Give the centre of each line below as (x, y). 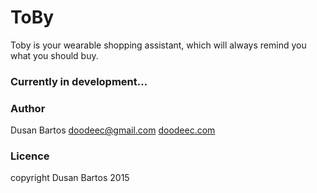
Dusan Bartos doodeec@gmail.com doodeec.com (113, 130)
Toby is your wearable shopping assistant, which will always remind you (158, 45)
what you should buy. (54, 55)
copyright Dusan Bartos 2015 (70, 178)
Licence (30, 156)
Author (28, 108)
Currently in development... (79, 81)
